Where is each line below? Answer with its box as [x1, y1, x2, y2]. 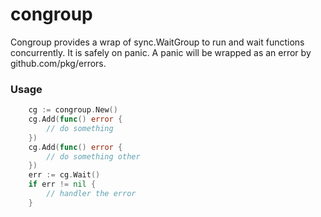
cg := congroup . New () [28, 105, 118, 115]
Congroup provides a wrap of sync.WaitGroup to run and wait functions [10, 36, 305, 48]
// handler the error [46, 189, 137, 199]
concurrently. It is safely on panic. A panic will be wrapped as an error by [10, 46, 312, 58]
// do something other [46, 151, 141, 162]
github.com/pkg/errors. [10, 57, 107, 69]
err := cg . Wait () [28, 170, 101, 180]
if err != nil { [28, 179, 97, 190]
